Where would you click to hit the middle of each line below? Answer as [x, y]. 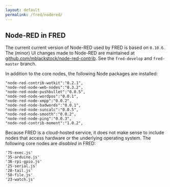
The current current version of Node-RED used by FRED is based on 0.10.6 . [85, 48]
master [12, 64]
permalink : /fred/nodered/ [34, 15]
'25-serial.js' [21, 166]
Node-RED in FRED [35, 35]
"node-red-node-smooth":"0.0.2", [41, 114]
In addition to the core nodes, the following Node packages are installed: [82, 74]
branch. [28, 64]
